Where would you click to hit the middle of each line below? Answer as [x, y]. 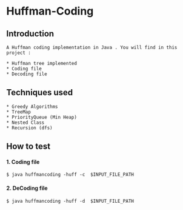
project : [19, 53]
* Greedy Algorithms [32, 107]
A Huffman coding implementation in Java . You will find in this [92, 47]
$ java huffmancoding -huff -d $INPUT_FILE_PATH [70, 201]
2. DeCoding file [27, 188]
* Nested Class [25, 123]
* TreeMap [19, 112]
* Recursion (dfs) [29, 128]
